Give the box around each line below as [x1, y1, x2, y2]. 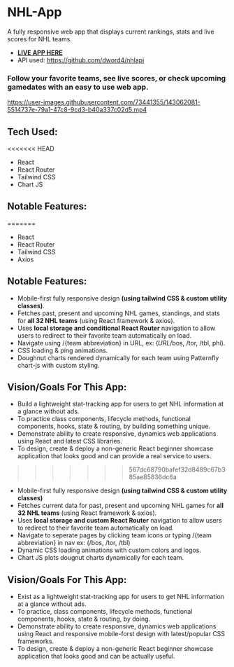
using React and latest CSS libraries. [17, 437, 122, 446]
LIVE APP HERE [17, 48, 63, 57]
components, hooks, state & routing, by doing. [17, 614, 151, 624]
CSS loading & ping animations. [17, 346, 108, 355]
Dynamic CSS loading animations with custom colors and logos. [17, 546, 201, 554]
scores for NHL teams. [7, 34, 72, 43]
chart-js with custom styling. [17, 361, 100, 369]
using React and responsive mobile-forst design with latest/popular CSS [17, 630, 226, 638]
